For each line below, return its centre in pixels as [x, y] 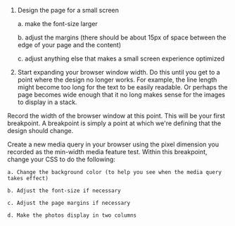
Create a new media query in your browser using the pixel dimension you [113, 144]
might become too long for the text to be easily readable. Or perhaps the [122, 87]
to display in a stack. [47, 102]
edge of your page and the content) [69, 45]
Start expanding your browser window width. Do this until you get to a [119, 72]
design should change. [40, 131]
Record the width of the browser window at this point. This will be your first [116, 116]
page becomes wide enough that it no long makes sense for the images [121, 95]
